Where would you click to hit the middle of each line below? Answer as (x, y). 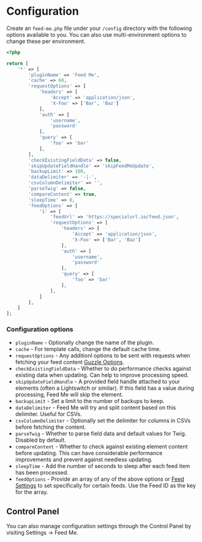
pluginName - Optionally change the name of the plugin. (84, 343)
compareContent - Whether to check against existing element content (101, 447)
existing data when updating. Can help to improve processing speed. (102, 375)
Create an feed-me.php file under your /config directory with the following (99, 28)
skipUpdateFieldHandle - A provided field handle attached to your (98, 382)
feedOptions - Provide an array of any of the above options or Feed (100, 479)
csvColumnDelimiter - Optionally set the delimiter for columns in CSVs (103, 421)
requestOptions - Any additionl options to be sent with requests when (103, 355)
